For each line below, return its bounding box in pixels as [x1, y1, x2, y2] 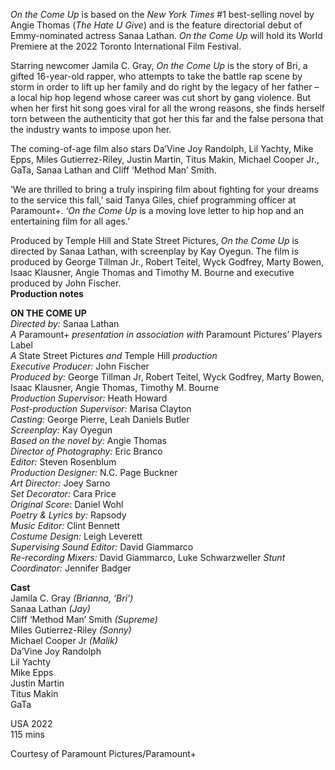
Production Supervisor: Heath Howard [10, 392, 168, 404]
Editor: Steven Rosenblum [10, 456, 117, 468]
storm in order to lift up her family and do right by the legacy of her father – [10, 81, 320, 93]
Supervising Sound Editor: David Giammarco [10, 541, 194, 553]
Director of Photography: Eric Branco [10, 445, 163, 457]
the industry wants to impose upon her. [10, 124, 172, 135]
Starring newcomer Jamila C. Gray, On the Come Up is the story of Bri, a [10, 60, 308, 71]
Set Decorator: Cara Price [10, 488, 117, 499]
